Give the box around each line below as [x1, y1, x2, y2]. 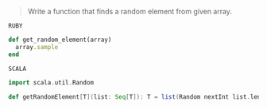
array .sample [15, 43, 59, 51]
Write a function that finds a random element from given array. [27, 7, 233, 16]
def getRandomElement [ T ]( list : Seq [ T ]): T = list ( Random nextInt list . [8, 92, 250, 101]
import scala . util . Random [8, 78, 94, 86]
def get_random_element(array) [8, 36, 112, 43]
